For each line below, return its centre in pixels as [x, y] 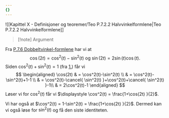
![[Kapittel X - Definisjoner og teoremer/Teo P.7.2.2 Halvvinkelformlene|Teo [83, 24]
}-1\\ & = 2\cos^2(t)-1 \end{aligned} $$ [85, 85]
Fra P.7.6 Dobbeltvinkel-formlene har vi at [49, 49]
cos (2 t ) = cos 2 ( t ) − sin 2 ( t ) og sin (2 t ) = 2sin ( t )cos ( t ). [85, 57]
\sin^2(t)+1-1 [19, 80]
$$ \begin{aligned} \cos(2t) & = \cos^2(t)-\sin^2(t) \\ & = [74, 74]
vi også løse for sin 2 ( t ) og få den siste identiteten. [57, 109]
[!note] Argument [36, 39]
